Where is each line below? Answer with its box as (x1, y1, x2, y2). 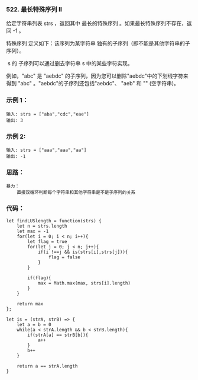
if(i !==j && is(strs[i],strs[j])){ (37, 249, 128, 256)
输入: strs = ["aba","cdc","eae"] (6, 111, 90, 117)
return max (17, 301, 44, 307)
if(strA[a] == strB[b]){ (27, 332, 89, 339)
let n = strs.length (17, 223, 67, 229)
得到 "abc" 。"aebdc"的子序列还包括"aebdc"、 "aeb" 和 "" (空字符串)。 (6, 80, 179, 87)
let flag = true (27, 239, 67, 245)
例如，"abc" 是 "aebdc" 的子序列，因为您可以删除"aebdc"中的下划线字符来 (6, 72, 189, 79)
